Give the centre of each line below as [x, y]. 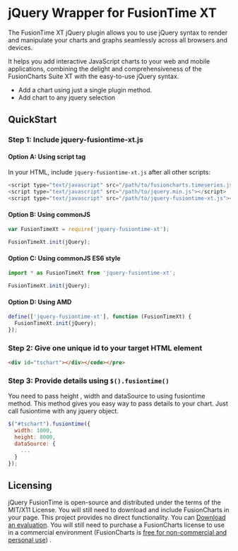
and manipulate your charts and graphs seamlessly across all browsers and [118, 40]
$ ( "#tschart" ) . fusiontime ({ [49, 424]
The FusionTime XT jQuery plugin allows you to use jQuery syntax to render [118, 32]
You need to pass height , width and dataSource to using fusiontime [107, 396]
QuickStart [32, 120]
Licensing [30, 485]
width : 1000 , [34, 431]
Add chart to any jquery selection [67, 97]
